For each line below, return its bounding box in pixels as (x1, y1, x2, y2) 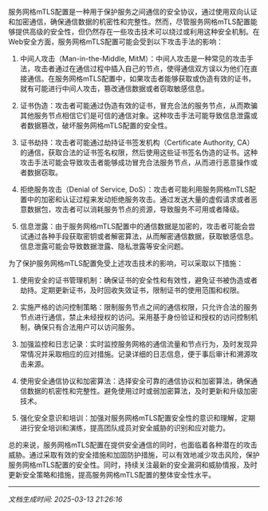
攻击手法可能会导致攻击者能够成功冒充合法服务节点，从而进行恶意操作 (19, 158, 251, 167)
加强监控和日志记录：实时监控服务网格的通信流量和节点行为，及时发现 (19, 339, 251, 349)
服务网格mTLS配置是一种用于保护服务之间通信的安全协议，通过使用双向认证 (8, 7, 258, 16)
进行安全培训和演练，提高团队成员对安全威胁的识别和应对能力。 (19, 423, 230, 433)
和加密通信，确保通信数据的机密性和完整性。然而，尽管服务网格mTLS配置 (8, 17, 251, 26)
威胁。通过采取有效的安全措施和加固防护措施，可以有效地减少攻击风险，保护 (8, 450, 260, 459)
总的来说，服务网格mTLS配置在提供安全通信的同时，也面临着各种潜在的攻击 (8, 440, 258, 450)
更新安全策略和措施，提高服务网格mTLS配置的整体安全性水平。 (8, 470, 216, 479)
